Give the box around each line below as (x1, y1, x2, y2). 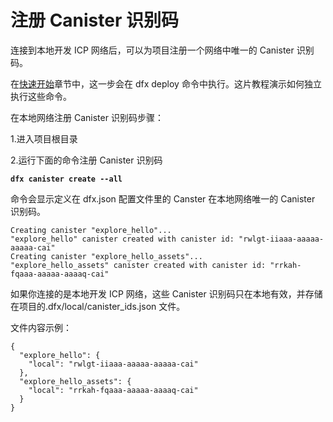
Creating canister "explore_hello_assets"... (10, 251, 203, 261)
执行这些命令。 (10, 90, 72, 102)
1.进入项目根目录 (10, 132, 78, 145)
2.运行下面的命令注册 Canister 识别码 (10, 154, 163, 166)
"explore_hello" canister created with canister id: (10, 234, 235, 244)
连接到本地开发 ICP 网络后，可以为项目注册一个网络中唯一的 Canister (10, 44, 295, 56)
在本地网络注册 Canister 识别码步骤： (10, 111, 164, 123)
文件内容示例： (10, 321, 72, 333)
